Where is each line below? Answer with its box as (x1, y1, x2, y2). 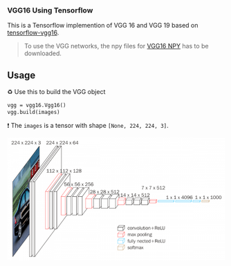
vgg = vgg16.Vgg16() (7, 102, 67, 109)
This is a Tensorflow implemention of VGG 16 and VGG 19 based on (7, 21, 198, 30)
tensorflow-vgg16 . (7, 28, 59, 37)
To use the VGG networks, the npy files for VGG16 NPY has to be (24, 42, 209, 50)
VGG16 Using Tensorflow (7, 6, 93, 15)
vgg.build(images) (7, 109, 60, 116)
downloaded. (24, 49, 62, 57)
